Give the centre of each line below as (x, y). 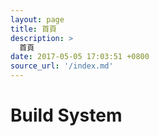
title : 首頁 (33, 29)
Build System (66, 115)
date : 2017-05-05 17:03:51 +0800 (80, 57)
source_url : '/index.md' (62, 66)
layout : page (37, 19)
